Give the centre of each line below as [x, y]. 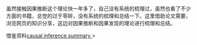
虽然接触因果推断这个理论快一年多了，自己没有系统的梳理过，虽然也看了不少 [98, 8]
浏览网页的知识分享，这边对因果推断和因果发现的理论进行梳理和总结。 [91, 23]
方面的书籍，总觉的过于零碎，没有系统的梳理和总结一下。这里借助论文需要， [98, 16]
